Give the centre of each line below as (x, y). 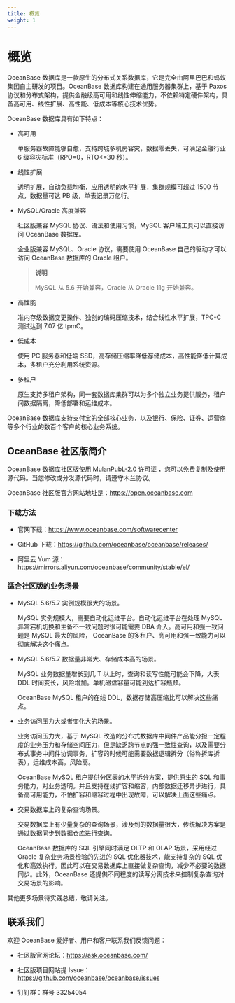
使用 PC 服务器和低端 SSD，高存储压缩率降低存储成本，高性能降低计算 (119, 356)
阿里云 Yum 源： (41, 559)
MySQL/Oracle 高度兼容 (52, 211)
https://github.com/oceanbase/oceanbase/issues (88, 978)
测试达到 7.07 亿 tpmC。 (52, 326)
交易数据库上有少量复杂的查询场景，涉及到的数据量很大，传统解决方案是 (121, 824)
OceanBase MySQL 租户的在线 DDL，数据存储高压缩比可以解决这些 (114, 697)
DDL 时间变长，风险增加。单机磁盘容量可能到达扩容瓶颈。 (101, 682)
